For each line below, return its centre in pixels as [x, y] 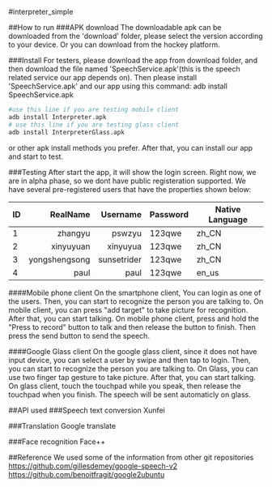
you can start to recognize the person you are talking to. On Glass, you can [134, 369]
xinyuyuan [71, 246]
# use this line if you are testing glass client [94, 125]
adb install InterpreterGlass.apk [67, 132]
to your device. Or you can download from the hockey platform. [114, 45]
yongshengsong [59, 259]
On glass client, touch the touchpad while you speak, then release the [125, 386]
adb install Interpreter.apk [57, 117]
